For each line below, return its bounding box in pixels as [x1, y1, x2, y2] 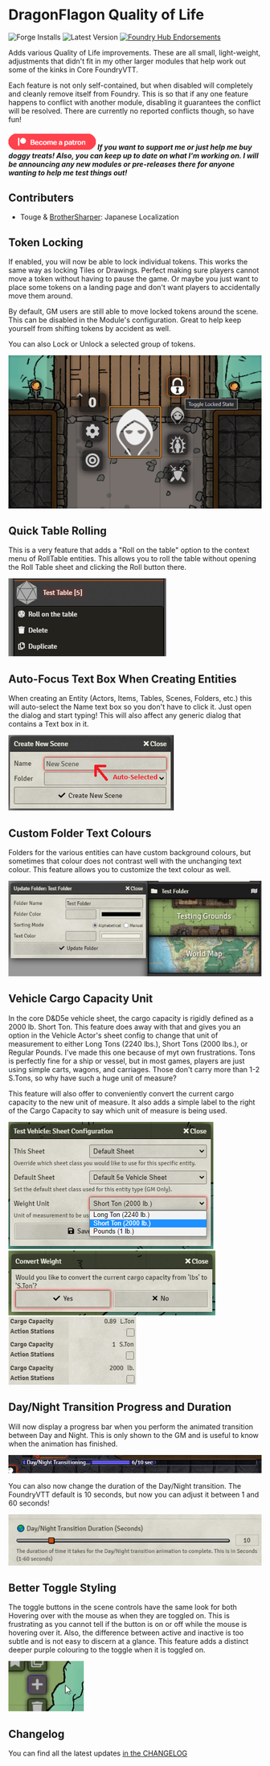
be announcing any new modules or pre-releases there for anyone [8, 159, 235, 169]
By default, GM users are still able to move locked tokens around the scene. [8, 307, 259, 317]
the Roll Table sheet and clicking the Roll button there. [8, 563, 187, 572]
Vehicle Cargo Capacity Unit [8, 992, 153, 1006]
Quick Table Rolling [8, 524, 107, 538]
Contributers [8, 191, 75, 204]
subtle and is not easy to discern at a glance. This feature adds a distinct [8, 1637, 249, 1646]
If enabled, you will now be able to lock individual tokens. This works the [8, 257, 248, 267]
